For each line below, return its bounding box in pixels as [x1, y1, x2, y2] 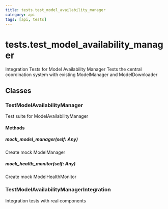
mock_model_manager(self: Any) [5, 136, 78, 143]
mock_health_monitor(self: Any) [5, 161, 76, 167]
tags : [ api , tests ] [5, 17, 47, 22]
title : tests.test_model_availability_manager [5, 7, 106, 13]
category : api [5, 12, 36, 17]
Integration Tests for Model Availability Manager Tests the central [5, 66, 142, 73]
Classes [5, 86, 32, 95]
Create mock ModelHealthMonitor [5, 173, 77, 180]
